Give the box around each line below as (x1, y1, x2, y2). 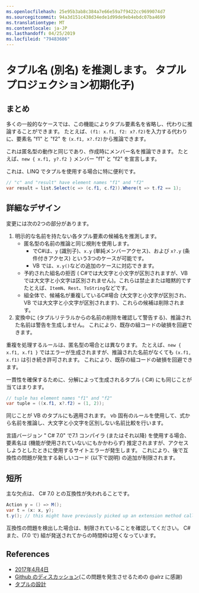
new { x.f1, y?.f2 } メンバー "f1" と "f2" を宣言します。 (21, 155, 160, 162)
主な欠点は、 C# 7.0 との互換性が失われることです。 (6, 490, 133, 497)
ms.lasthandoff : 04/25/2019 (6, 31, 76, 37)
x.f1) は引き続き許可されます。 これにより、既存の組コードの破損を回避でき (6, 356, 193, 363)
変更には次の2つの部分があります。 (6, 220, 92, 227)
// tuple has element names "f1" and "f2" (6, 395, 113, 401)
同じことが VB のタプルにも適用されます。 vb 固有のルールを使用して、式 (6, 412, 185, 419)
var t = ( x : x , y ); (6, 507, 54, 513)
